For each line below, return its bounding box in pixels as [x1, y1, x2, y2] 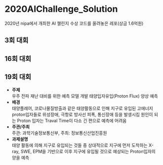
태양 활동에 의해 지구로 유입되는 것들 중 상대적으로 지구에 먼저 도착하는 [11, 142, 148, 148]
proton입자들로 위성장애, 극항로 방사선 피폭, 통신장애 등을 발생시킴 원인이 [11, 111, 153, 117]
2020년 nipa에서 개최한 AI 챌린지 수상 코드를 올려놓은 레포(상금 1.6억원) [4, 20, 144, 26]
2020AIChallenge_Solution [4, 3, 118, 15]
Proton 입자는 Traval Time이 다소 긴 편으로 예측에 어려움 [17, 117, 127, 124]
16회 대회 [4, 54, 32, 63]
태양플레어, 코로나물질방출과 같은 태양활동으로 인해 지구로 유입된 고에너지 [11, 105, 154, 111]
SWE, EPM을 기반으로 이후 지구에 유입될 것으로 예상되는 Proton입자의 [20, 148, 156, 154]
